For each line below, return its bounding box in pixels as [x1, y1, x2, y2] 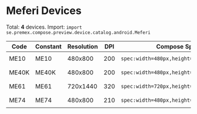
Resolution [67, 42, 98, 50]
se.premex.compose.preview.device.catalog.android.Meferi [6, 29, 151, 36]
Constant [35, 42, 62, 50]
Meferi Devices [6, 4, 82, 18]
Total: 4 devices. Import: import [6, 23, 82, 30]
